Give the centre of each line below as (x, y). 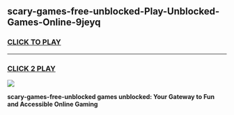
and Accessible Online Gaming (53, 104)
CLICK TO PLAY (34, 43)
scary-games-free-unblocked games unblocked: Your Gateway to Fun (111, 96)
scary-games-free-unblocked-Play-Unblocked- (114, 11)
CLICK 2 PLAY (31, 68)
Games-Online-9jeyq (54, 23)
